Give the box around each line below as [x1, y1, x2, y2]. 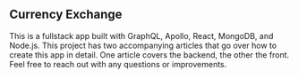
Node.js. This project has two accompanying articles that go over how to [9, 40, 277, 51]
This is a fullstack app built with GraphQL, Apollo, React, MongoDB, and [9, 30, 274, 41]
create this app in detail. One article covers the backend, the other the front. [9, 49, 290, 60]
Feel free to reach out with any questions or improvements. [9, 58, 227, 69]
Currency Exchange [9, 7, 123, 22]
